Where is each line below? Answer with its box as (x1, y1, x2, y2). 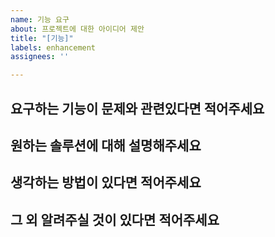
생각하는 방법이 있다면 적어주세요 (10, 174, 202, 191)
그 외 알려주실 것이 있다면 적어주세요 (10, 211, 220, 228)
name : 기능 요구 (10, 14, 70, 25)
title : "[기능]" (10, 33, 74, 43)
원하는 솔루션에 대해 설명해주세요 (10, 137, 202, 154)
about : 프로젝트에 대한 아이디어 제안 (10, 24, 145, 34)
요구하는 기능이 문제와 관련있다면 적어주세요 (10, 100, 265, 117)
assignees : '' (10, 52, 70, 62)
